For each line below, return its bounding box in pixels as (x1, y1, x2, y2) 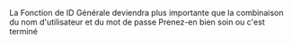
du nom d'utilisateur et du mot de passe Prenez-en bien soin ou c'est (9, 17, 265, 27)
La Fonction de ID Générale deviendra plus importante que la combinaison (9, 8, 284, 18)
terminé (9, 26, 39, 36)
